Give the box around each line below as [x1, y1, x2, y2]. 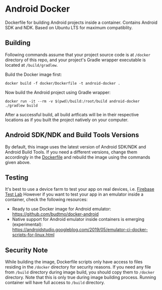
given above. [5, 159, 31, 165]
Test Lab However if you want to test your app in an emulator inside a [5, 191, 144, 198]
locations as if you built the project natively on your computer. [5, 117, 129, 123]
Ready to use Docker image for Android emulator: [12, 206, 112, 212]
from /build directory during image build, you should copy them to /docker [5, 269, 155, 275]
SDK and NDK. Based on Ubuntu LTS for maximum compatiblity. [5, 24, 133, 30]
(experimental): [12, 221, 43, 227]
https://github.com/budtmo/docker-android [12, 211, 99, 217]
